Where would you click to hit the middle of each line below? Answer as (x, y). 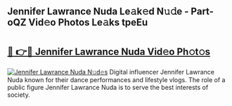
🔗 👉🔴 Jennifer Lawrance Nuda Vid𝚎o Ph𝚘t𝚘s (109, 52)
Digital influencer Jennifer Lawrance (162, 72)
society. (19, 95)
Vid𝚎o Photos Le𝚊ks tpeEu (88, 23)
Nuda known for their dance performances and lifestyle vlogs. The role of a (116, 80)
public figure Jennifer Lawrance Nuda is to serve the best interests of (108, 87)
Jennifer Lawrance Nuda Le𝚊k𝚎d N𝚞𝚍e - (98, 12)
